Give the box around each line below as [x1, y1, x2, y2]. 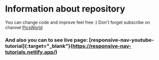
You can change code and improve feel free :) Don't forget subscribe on [5, 19, 150, 25]
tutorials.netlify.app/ [5, 48, 56, 55]
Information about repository [5, 3, 126, 15]
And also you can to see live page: [5, 36, 88, 43]
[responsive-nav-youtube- [89, 36, 154, 43]
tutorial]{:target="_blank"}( [5, 43, 73, 49]
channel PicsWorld [5, 24, 43, 30]
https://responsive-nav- [72, 43, 132, 49]
